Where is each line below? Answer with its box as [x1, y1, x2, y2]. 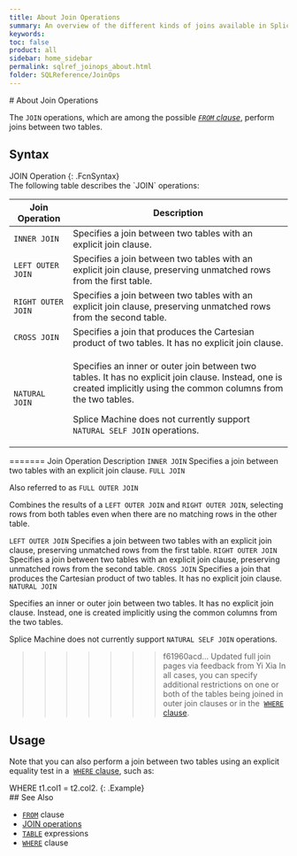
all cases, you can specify [163, 669, 258, 680]
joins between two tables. [9, 121, 103, 132]
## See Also [9, 792, 54, 803]
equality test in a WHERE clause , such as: [9, 766, 155, 776]
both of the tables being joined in [163, 688, 284, 699]
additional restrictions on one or [163, 679, 279, 690]
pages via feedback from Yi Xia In [163, 660, 286, 671]
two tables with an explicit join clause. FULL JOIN [9, 465, 186, 475]
